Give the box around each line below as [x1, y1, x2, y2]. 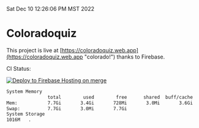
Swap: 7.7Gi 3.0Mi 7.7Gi [6, 105, 127, 112]
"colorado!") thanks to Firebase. [84, 53, 165, 60]
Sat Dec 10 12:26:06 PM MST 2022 [6, 5, 95, 12]
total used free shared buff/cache [47, 94, 193, 100]
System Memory [6, 88, 43, 94]
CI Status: [6, 65, 31, 72]
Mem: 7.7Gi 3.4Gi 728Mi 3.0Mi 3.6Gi [6, 100, 193, 106]
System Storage [6, 111, 45, 118]
